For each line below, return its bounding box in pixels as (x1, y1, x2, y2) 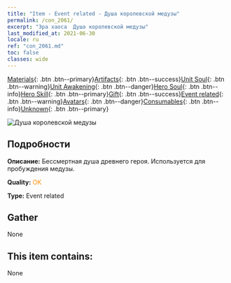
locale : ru (7, 36, 39, 43)
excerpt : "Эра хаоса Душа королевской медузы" (7, 23, 149, 30)
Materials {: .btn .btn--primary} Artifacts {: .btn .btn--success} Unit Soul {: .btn (7, 75, 225, 83)
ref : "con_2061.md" (7, 43, 64, 50)
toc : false (7, 50, 39, 57)
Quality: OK (7, 177, 42, 186)
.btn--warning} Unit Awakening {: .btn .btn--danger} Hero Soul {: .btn (7, 82, 200, 91)
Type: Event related (7, 191, 64, 200)
